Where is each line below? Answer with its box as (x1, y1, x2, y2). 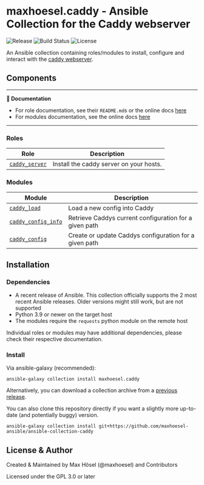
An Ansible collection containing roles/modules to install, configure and (6, 49, 185, 56)
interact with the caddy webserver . (6, 55, 93, 63)
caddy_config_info (9, 219, 63, 225)
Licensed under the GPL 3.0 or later (6, 473, 96, 480)
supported (15, 305, 41, 312)
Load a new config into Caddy (68, 204, 154, 212)
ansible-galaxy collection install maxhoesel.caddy (6, 376, 140, 382)
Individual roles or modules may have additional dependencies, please (6, 329, 182, 336)
